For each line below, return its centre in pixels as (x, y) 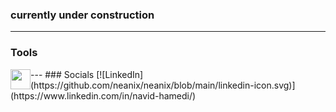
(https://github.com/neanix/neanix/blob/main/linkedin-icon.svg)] (163, 85)
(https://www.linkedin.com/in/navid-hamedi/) (103, 95)
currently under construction (82, 15)
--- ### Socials (62, 74)
